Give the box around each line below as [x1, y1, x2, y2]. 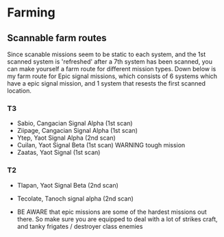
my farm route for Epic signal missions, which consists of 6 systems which [7, 72, 218, 80]
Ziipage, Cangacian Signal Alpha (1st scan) [16, 127, 138, 135]
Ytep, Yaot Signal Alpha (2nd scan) [16, 134, 116, 142]
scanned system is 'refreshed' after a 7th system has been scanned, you [7, 58, 212, 66]
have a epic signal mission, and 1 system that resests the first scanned [7, 79, 206, 87]
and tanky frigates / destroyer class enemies [16, 222, 143, 230]
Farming [7, 5, 56, 21]
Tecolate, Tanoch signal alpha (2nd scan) [16, 194, 134, 203]
